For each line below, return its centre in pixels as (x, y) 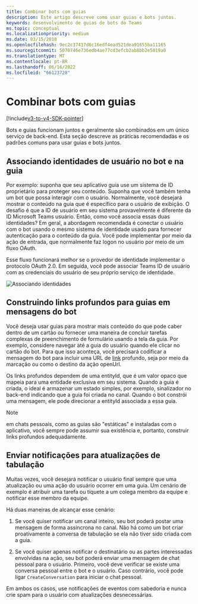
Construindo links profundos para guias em (88, 303)
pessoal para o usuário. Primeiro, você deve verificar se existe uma (97, 564)
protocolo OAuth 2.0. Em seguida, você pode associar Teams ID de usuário (98, 266)
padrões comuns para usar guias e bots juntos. (64, 143)
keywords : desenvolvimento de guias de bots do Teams (74, 23)
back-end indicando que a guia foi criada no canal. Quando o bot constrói (97, 395)
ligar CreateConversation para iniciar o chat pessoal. (78, 577)
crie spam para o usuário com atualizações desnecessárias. (80, 594)
